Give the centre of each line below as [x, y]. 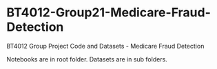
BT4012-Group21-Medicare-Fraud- [108, 13]
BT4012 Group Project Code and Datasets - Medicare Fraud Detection [105, 46]
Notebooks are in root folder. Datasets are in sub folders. [87, 59]
